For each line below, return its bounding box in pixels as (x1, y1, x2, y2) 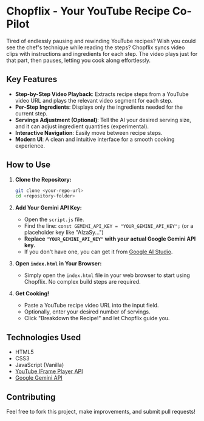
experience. (15, 142, 46, 149)
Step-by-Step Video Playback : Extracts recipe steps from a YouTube (15, 90, 189, 98)
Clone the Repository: (15, 176, 72, 183)
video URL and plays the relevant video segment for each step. (15, 97, 173, 104)
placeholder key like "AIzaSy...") (24, 229, 104, 236)
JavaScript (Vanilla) (15, 361, 64, 369)
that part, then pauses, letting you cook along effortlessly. (6, 56, 151, 64)
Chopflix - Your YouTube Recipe (6, 4, 170, 18)
